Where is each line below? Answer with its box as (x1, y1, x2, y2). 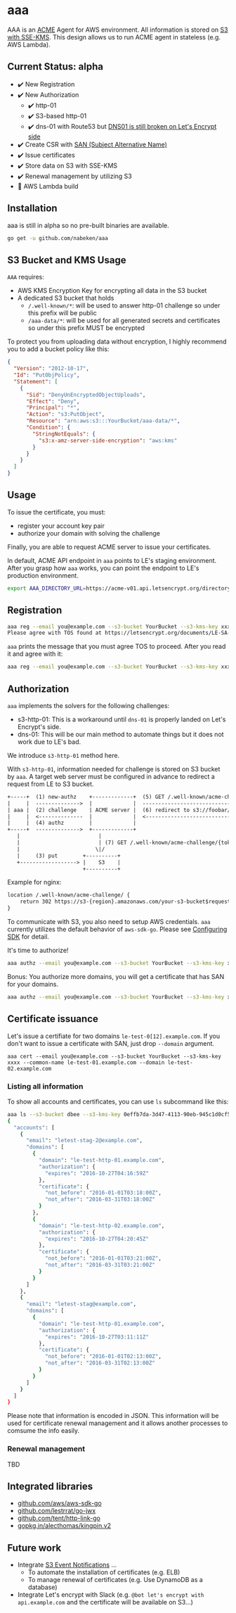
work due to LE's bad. (17, 738, 81, 746)
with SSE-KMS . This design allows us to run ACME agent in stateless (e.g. (7, 32, 221, 41)
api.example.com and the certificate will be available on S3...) (17, 1598, 193, 1607)
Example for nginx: (7, 878, 62, 887)
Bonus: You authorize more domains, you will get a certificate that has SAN (7, 972, 225, 980)
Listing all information (7, 1081, 84, 1091)
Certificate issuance (7, 1013, 98, 1025)
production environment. (7, 571, 79, 579)
